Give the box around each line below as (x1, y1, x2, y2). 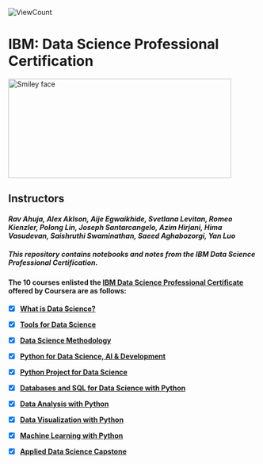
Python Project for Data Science (19, 367, 128, 377)
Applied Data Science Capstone (19, 447, 127, 456)
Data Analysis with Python (19, 399, 109, 408)
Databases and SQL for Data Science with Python (19, 383, 186, 393)
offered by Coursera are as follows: (8, 286, 127, 295)
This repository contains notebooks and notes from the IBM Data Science (8, 249, 256, 259)
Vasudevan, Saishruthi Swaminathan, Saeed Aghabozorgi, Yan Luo (8, 231, 236, 240)
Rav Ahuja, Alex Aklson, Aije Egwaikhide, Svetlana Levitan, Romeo (8, 214, 233, 224)
